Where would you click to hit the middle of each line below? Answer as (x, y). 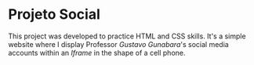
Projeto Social (54, 14)
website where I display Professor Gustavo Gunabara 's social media (118, 44)
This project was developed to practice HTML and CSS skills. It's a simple (127, 36)
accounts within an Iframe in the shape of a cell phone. (97, 52)
